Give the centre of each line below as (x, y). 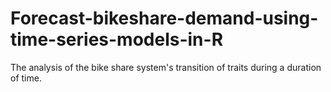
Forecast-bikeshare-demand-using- (164, 18)
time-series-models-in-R (117, 39)
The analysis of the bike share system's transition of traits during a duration (166, 67)
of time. (26, 78)
